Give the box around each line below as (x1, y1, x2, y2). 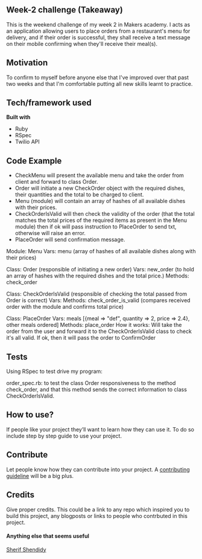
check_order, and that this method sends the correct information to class (6, 386, 187, 393)
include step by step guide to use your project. (6, 432, 122, 439)
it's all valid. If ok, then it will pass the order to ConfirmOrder (6, 334, 156, 341)
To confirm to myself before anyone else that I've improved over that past (6, 74, 189, 81)
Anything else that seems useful (6, 532, 89, 540)
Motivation (6, 57, 48, 68)
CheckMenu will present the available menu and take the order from (14, 172, 184, 179)
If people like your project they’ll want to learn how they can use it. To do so (6, 425, 195, 433)
